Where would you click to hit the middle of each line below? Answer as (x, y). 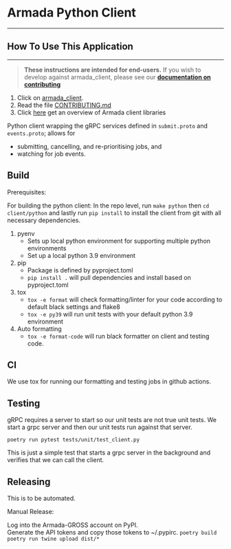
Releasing (29, 482)
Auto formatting (39, 328)
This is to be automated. (41, 498)
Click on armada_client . (50, 97)
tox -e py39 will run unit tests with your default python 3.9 (110, 314)
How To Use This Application (70, 47)
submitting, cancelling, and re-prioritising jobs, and (89, 146)
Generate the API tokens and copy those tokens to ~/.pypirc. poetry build (112, 532)
